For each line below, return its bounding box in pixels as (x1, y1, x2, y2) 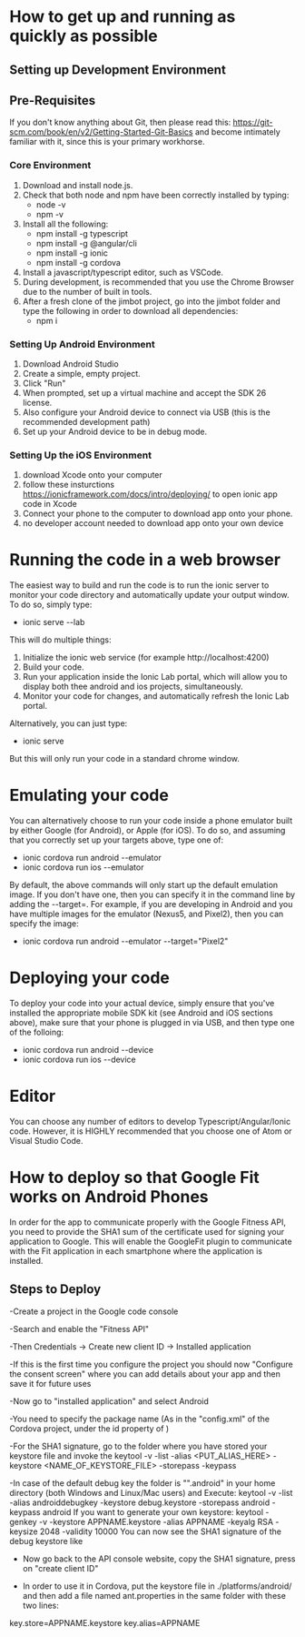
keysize (9, 1526, 38, 1537)
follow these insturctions (22, 480, 115, 490)
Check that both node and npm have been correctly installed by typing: (22, 189, 290, 200)
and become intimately (194, 126, 280, 137)
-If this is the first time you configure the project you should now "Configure (9, 1359, 293, 1369)
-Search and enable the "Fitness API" (9, 1323, 150, 1334)
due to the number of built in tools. (22, 286, 152, 297)
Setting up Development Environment (9, 62, 227, 77)
